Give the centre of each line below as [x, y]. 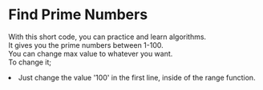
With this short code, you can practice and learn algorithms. [107, 37]
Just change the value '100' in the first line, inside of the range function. [137, 77]
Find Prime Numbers [78, 15]
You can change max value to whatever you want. [91, 53]
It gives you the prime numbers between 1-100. [86, 45]
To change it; [30, 62]
